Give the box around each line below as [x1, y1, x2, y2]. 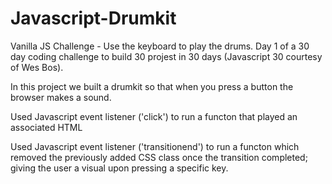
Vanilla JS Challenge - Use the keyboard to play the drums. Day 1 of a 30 [10, 40, 310, 52]
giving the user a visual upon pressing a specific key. [10, 162, 229, 174]
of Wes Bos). [10, 61, 64, 73]
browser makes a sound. [10, 91, 112, 103]
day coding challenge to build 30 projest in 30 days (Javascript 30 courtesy [10, 50, 323, 62]
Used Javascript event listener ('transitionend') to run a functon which [10, 140, 300, 152]
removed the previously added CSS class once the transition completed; [10, 151, 308, 163]
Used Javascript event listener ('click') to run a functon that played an [10, 110, 298, 122]
